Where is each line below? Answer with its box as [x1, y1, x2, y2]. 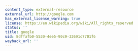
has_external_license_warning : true [5, 16, 80, 21]
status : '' [5, 25, 28, 30]
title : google [5, 30, 34, 34]
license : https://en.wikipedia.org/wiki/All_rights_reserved [5, 20, 134, 26]
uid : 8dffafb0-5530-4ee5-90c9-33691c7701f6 [5, 34, 96, 39]
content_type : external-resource [5, 7, 74, 12]
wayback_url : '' [5, 39, 38, 44]
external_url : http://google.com [5, 12, 74, 17]
